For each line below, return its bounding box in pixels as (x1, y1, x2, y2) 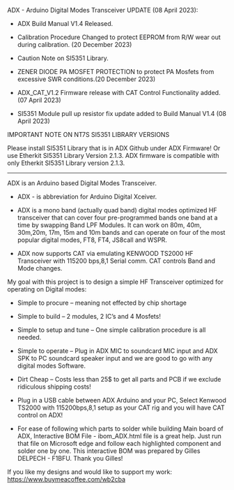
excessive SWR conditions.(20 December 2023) (17, 75, 156, 83)
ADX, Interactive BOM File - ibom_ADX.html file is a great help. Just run (17, 432, 221, 440)
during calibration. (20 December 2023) (17, 41, 132, 48)
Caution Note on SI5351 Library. (17, 54, 109, 62)
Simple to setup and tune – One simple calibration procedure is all (17, 326, 206, 334)
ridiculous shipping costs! (17, 382, 92, 391)
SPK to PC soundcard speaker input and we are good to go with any (17, 354, 213, 362)
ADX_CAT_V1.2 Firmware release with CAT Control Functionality (17, 89, 199, 96)
